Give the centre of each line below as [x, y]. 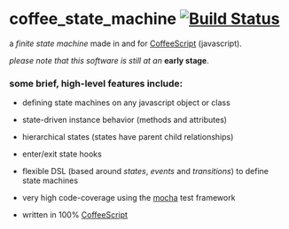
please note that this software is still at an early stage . [109, 60]
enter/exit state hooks [62, 154]
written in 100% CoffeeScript [75, 215]
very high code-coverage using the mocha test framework [129, 198]
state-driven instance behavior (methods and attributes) [125, 120]
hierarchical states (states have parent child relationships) [128, 137]
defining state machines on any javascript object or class [126, 103]
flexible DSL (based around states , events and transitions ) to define [145, 172]
